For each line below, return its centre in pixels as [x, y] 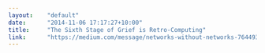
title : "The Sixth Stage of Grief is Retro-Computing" [107, 30]
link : [17, 37]
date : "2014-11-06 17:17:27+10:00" [76, 23]
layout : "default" [44, 15]
